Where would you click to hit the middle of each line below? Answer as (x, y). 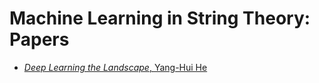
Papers (39, 39)
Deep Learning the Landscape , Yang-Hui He (115, 67)
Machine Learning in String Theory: (160, 18)
